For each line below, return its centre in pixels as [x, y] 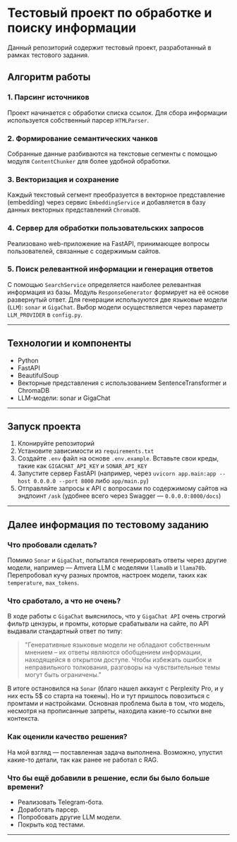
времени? [26, 786]
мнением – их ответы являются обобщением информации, [113, 652]
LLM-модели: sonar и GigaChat [64, 398]
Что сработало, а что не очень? [64, 601]
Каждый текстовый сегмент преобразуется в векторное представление [116, 195]
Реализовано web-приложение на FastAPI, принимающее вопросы [109, 243]
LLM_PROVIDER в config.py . [45, 315]
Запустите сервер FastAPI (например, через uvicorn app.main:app [117, 473]
